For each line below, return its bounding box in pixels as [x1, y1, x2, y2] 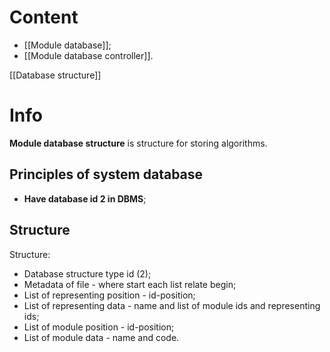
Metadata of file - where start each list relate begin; [23, 278, 237, 290]
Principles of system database [9, 166, 204, 183]
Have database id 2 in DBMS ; [23, 192, 147, 205]
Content [9, 6, 79, 29]
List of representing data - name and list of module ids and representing [23, 299, 321, 311]
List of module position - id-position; [23, 321, 175, 333]
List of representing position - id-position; [23, 289, 196, 301]
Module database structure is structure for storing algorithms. [9, 137, 268, 149]
